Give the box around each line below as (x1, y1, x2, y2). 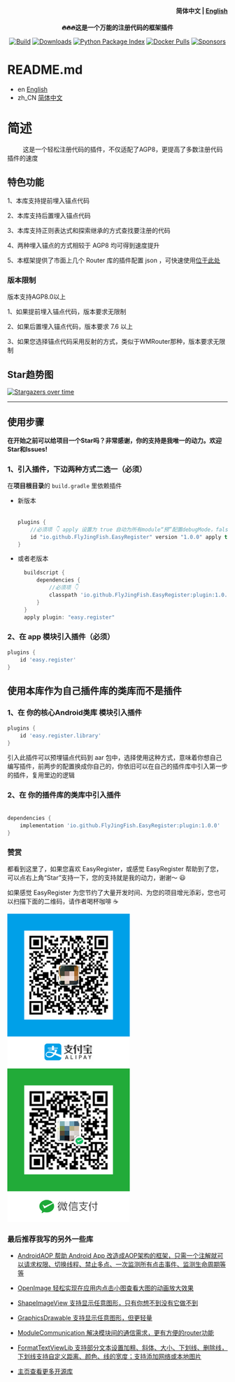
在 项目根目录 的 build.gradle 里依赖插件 (7, 481, 122, 490)
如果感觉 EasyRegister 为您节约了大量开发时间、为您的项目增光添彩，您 (7, 888, 214, 897)
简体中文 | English (176, 6, 228, 15)
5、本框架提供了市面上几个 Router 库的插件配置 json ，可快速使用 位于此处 (7, 256, 220, 264)
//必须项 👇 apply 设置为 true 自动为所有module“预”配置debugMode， (30, 526, 216, 533)
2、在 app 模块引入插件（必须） (7, 631, 115, 641)
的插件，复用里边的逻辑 (7, 770, 75, 779)
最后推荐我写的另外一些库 (7, 1234, 94, 1244)
